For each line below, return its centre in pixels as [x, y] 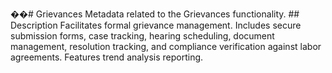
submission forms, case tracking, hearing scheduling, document [142, 36]
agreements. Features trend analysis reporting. [107, 57]
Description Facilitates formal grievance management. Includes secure [156, 25]
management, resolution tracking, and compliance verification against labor [166, 46]
